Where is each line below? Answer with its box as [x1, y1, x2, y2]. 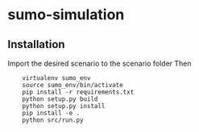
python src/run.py [22, 116, 84, 124]
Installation [7, 38, 65, 51]
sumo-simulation [7, 6, 125, 24]
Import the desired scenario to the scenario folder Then [7, 58, 192, 68]
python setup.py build [22, 95, 98, 103]
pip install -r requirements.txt [22, 88, 135, 96]
